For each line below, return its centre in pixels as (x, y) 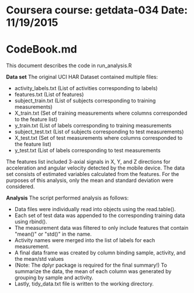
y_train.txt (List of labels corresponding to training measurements (93, 126)
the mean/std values (39, 259)
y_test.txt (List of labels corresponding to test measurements (87, 150)
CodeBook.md (41, 49)
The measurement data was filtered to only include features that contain (101, 228)
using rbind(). (31, 222)
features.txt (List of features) (49, 95)
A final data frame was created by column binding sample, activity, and (100, 253)
